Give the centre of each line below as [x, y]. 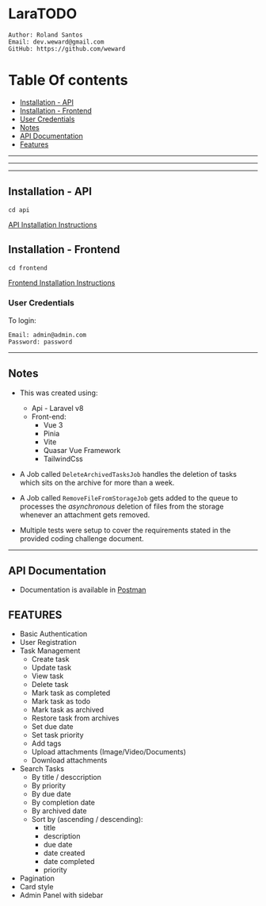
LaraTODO [43, 14]
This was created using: [59, 393]
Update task [51, 668]
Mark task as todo [61, 701]
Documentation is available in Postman [83, 590]
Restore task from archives [75, 718]
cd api [19, 210]
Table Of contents [68, 81]
